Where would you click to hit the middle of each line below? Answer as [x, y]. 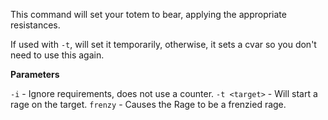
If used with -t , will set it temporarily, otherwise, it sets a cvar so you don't [163, 44]
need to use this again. [57, 55]
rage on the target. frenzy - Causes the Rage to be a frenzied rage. [148, 104]
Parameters [35, 74]
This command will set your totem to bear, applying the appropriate [148, 14]
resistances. [35, 25]
